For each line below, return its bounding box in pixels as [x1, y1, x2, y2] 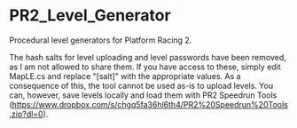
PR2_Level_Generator [9, 5, 171, 26]
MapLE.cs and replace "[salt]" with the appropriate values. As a [9, 70, 241, 81]
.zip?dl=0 [9, 108, 43, 119]
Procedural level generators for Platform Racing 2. [9, 35, 192, 45]
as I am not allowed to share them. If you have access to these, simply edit [9, 61, 281, 72]
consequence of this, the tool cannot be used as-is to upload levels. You [9, 80, 273, 91]
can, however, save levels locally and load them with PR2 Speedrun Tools [9, 90, 277, 100]
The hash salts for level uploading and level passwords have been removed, [9, 52, 286, 62]
